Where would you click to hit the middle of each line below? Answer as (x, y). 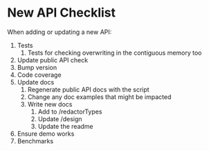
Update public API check (53, 60)
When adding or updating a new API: (60, 32)
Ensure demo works (46, 134)
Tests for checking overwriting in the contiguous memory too (115, 53)
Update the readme (65, 126)
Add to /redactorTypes (70, 112)
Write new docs (50, 104)
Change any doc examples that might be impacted (99, 97)
